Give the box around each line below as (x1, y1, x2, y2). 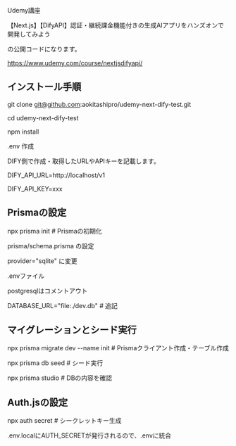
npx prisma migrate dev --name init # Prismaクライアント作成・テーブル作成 (7, 344, 229, 352)
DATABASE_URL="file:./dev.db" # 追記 (7, 301, 118, 310)
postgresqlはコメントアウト (7, 286, 88, 295)
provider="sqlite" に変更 (7, 256, 77, 265)
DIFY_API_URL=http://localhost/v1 (7, 171, 106, 179)
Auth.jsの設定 (7, 396, 68, 408)
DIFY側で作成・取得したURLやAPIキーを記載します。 (7, 157, 160, 165)
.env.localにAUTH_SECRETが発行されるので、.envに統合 (7, 431, 172, 440)
